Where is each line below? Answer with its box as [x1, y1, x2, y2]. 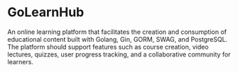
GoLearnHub [7, 4, 85, 20]
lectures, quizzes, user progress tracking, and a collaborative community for [7, 50, 231, 59]
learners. [7, 57, 34, 66]
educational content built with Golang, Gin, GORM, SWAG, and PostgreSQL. [7, 35, 228, 43]
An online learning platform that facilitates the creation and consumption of [7, 28, 227, 36]
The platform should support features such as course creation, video [7, 42, 209, 51]
